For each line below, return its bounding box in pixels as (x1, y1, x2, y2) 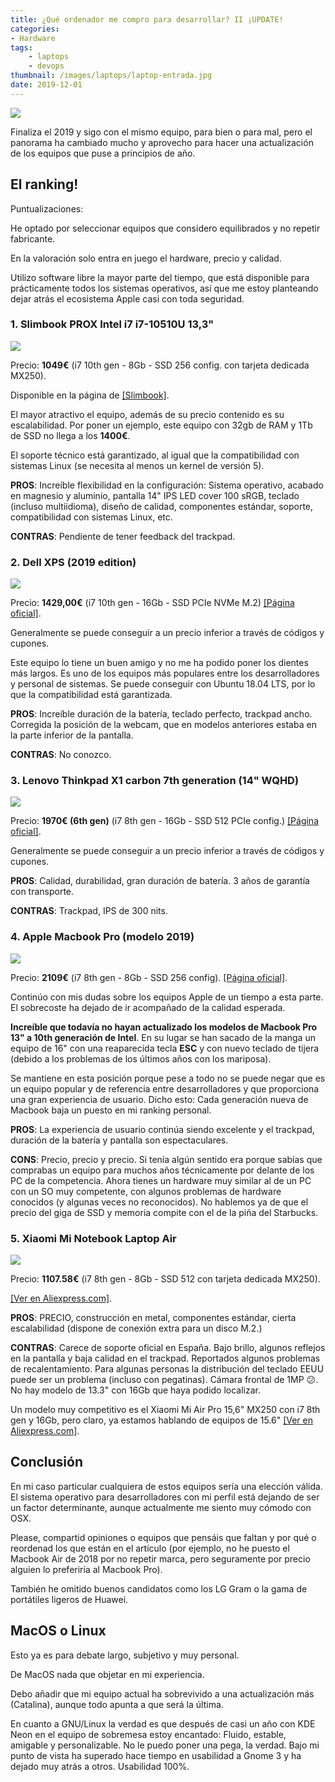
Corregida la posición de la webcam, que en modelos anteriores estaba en (10, 719, 317, 731)
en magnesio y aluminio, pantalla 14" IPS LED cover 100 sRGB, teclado (10, 489, 300, 501)
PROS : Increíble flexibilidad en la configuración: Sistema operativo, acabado (10, 479, 324, 491)
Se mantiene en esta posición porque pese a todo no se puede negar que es (10, 1072, 326, 1084)
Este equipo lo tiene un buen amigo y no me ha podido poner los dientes (10, 657, 309, 669)
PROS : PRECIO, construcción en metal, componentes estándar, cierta (10, 1312, 297, 1324)
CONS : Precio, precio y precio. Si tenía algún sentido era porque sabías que (10, 1153, 323, 1165)
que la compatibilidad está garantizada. (10, 689, 173, 701)
